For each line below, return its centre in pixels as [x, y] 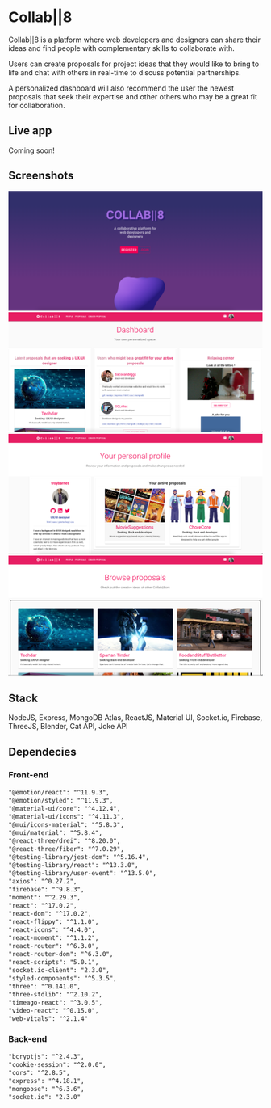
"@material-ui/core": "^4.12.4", [65, 808]
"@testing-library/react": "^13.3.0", [73, 865]
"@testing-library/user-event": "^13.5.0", [83, 873]
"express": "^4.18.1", [46, 1081]
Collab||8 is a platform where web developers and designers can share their [134, 40]
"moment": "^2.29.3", [45, 897]
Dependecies [42, 752]
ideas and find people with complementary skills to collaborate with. [122, 48]
